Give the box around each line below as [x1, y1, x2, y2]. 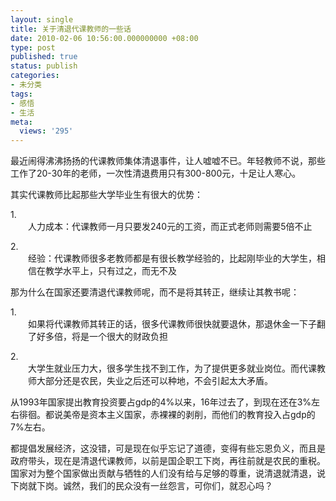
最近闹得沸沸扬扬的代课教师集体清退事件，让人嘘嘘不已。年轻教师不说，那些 [10, 156, 326, 167]
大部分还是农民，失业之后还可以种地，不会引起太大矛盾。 [36, 376, 273, 387]
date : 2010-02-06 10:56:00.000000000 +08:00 [10, 33, 199, 43]
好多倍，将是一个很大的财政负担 [36, 332, 168, 343]
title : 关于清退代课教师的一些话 [10, 24, 132, 34]
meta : [10, 117, 33, 127]
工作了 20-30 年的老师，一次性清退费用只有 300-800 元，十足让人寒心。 [10, 167, 302, 180]
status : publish [10, 61, 78, 71]
